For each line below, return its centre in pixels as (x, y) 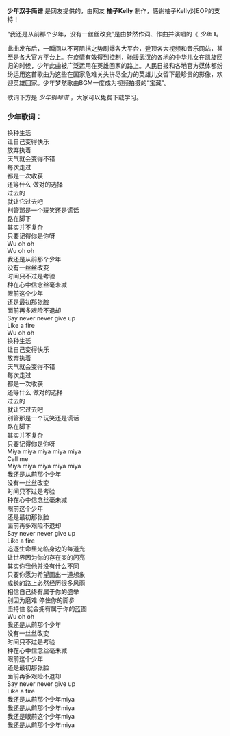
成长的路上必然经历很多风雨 (46, 583)
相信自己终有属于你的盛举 (43, 592)
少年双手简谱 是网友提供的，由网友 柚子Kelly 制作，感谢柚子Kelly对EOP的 (111, 11)
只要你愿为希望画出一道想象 (46, 575)
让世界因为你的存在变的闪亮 (46, 558)
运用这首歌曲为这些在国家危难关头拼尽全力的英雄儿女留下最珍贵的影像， (115, 74)
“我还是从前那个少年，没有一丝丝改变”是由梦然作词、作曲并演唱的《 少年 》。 (115, 34)
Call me (18, 459)
